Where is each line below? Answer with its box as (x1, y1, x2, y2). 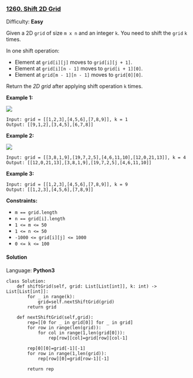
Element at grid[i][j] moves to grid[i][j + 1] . (14, 58, 133, 66)
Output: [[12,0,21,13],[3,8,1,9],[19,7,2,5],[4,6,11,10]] (6, 160, 152, 166)
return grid (27, 304, 57, 310)
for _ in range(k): (27, 294, 76, 299)
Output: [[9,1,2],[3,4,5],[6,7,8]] (6, 122, 94, 128)
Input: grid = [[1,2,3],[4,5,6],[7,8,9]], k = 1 (6, 117, 128, 123)
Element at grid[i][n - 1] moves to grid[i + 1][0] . (14, 65, 143, 72)
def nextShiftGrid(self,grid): (17, 314, 94, 320)
